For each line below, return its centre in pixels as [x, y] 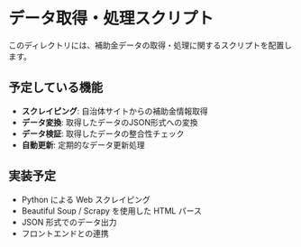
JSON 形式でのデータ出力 [69, 222]
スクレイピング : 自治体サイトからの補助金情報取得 [114, 111]
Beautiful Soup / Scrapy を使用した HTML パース [111, 210]
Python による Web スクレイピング [86, 199]
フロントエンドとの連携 [65, 233]
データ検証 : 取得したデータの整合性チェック [103, 133]
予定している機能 [56, 88]
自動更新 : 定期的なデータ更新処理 [83, 144]
